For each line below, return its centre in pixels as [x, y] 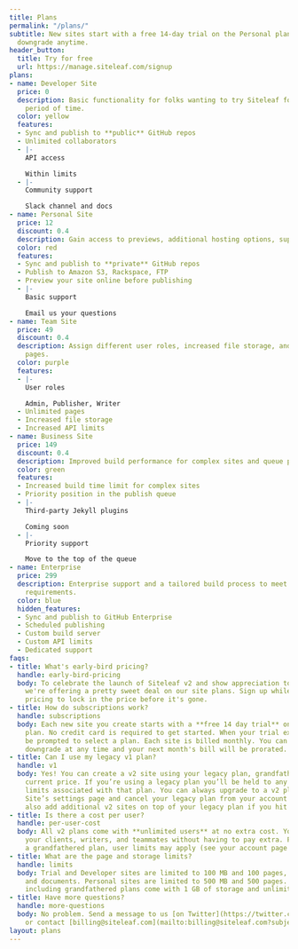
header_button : [37, 51]
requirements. [51, 592]
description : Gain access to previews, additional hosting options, [146, 239]
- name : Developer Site [53, 83]
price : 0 [33, 91]
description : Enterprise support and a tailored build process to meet [153, 584]
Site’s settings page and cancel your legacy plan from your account [157, 799]
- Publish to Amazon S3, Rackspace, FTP [93, 273]
